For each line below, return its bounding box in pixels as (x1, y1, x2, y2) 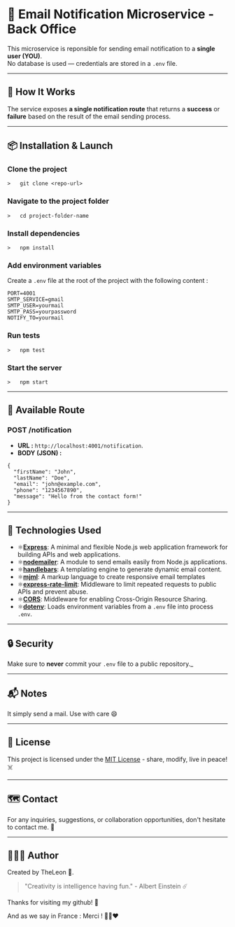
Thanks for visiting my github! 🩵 (7, 898, 99, 907)
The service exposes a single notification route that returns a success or (7, 104, 220, 113)
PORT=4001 (7, 290, 36, 297)
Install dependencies (7, 228, 80, 238)
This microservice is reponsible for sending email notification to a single (7, 44, 215, 53)
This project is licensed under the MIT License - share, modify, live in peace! (7, 755, 228, 763)
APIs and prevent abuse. (17, 587, 89, 596)
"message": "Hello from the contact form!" (13, 493, 142, 500)
